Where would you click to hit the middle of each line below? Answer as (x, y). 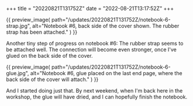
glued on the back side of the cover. (49, 56)
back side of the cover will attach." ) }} (52, 79)
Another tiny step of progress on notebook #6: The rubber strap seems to (95, 43)
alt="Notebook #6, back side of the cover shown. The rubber (106, 26)
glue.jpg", (18, 73)
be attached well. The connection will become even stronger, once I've (91, 50)
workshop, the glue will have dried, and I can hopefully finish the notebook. (97, 97)
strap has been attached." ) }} (42, 32)
